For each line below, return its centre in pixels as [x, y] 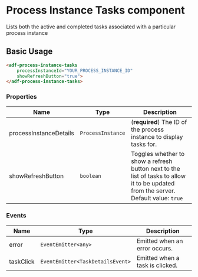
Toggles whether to [158, 154]
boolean [90, 176]
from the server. [153, 191]
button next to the [156, 168]
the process [147, 129]
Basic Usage [29, 52]
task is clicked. [157, 265]
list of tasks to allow [158, 176]
